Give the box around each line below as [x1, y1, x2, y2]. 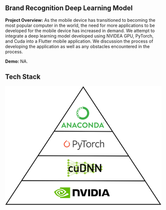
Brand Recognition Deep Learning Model [5, 4, 133, 12]
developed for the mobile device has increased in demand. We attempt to [5, 27, 155, 34]
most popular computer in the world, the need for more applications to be [5, 22, 155, 28]
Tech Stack [5, 73, 41, 81]
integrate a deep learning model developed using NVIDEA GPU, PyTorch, [5, 33, 154, 39]
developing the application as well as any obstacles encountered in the [5, 43, 150, 49]
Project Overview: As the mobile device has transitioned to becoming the [5, 17, 156, 23]
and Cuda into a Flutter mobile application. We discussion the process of [5, 38, 154, 44]
